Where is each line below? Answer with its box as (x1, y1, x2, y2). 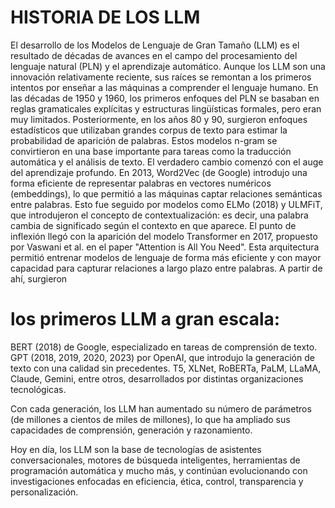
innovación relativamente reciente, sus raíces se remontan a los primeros (10, 71, 312, 83)
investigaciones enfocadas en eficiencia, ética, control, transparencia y (10, 475, 304, 487)
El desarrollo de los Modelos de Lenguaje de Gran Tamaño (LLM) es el (10, 39, 300, 51)
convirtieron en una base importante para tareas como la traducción (10, 145, 292, 157)
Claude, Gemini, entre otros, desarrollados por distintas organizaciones (10, 372, 304, 385)
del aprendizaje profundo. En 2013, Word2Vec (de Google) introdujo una (10, 166, 308, 178)
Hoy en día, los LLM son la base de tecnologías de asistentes (10, 443, 262, 455)
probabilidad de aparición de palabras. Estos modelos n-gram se (10, 134, 278, 146)
